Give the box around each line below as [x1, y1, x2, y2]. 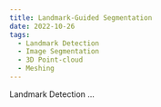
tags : [9, 30, 30, 39]
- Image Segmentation [17, 47, 100, 56]
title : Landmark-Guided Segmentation [9, 13, 153, 23]
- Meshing [17, 64, 55, 73]
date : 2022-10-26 [9, 22, 75, 31]
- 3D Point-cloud [17, 55, 84, 64]
